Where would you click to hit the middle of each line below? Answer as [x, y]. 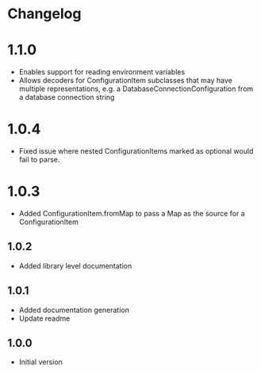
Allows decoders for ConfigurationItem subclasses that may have [126, 81]
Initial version [40, 362]
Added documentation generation [74, 310]
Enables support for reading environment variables [102, 72]
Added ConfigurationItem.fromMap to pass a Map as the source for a [132, 213]
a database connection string [67, 97]
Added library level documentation [75, 265]
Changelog [44, 14]
